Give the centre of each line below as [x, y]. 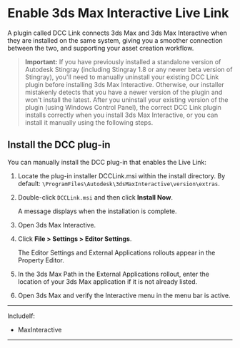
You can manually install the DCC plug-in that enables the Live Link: [107, 162]
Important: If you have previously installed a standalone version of [123, 61]
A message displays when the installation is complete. [97, 211]
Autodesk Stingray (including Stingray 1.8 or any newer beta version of [129, 69]
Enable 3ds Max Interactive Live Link [118, 13]
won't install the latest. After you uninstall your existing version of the [126, 99]
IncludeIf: [21, 316]
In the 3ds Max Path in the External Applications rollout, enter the [113, 274]
